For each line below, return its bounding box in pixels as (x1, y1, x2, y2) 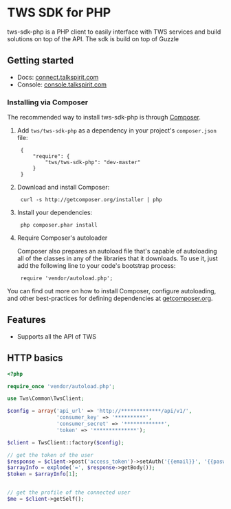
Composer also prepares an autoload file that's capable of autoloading (16, 247, 218, 256)
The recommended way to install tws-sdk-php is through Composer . (7, 113, 201, 122)
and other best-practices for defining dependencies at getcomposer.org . (7, 294, 213, 303)
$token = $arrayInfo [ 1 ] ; (7, 471, 78, 478)
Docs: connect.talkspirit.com (16, 73, 99, 81)
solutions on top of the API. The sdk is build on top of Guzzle (7, 34, 179, 43)
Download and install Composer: (16, 183, 110, 192)
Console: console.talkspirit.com (16, 80, 107, 89)
